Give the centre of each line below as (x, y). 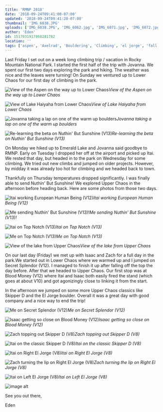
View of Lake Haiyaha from (119, 104)
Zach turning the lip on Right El (125, 362)
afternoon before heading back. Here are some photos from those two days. (81, 188)
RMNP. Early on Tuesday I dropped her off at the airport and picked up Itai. (80, 153)
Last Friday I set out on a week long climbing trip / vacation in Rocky (73, 59)
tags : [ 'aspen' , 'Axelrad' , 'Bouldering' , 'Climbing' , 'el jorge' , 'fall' (82, 46)
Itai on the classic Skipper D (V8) (108, 343)
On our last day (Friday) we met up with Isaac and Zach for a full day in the (80, 255)
